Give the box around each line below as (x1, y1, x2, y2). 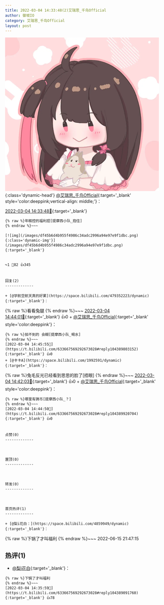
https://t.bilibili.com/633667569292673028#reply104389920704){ (5, 411, 139, 416)
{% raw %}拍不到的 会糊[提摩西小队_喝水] (5, 332, 81, 337)
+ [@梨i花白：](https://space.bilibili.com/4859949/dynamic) (5, 522, 129, 527)
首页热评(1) (5, 507, 27, 511)
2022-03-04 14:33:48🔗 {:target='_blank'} (5, 208, 87, 214)
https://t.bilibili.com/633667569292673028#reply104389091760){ (5, 590, 139, 596)
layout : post (5, 23, 32, 28)
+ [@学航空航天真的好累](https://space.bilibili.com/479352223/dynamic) (5, 293, 150, 298)
